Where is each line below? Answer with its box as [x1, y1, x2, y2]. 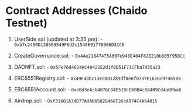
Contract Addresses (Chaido [5, 4, 148, 17]
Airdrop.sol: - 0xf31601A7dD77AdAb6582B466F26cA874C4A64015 [13, 97, 158, 104]
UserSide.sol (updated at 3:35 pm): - [13, 36, 103, 42]
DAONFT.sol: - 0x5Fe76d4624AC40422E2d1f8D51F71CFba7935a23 [13, 63, 161, 70]
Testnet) [5, 16, 48, 30]
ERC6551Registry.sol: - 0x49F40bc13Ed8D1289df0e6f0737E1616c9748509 [13, 74, 181, 81]
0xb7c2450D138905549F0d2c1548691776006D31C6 [13, 42, 125, 48]
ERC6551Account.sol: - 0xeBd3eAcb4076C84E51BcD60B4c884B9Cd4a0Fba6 [13, 86, 182, 93]
